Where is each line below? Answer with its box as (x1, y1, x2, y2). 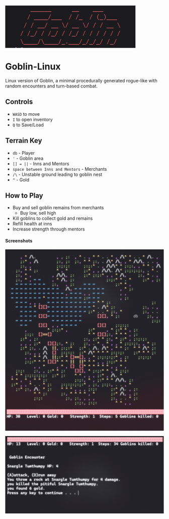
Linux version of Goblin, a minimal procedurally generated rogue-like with (5, 77, 157, 83)
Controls (5, 98, 33, 106)
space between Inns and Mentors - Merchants (12, 166, 107, 172)
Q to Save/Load (12, 122, 44, 128)
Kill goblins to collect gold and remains (12, 215, 93, 221)
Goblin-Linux (5, 61, 61, 72)
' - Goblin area (12, 155, 44, 161)
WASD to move (12, 111, 40, 117)
